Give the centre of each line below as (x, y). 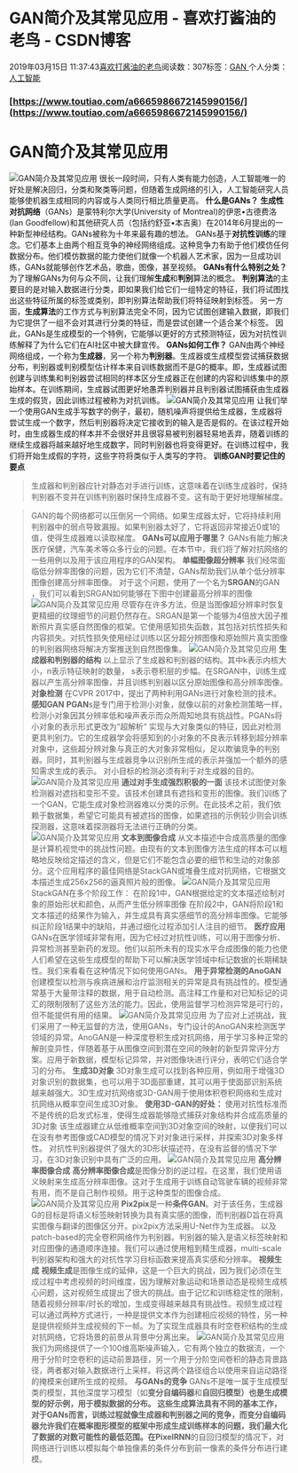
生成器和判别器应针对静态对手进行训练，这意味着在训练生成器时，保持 (159, 486)
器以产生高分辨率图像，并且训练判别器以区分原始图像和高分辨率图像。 (159, 682)
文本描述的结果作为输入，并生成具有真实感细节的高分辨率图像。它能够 (159, 915)
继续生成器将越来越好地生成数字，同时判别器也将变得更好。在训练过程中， (145, 444)
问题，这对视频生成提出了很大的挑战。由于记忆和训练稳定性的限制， (163, 1292)
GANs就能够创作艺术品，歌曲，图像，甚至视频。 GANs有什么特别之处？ (156, 266)
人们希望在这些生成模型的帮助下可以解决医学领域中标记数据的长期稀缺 (159, 959)
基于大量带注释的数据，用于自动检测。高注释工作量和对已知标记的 (159, 993)
